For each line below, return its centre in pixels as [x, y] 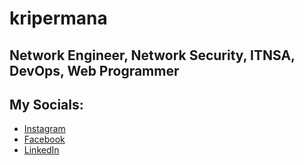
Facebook [44, 139]
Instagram [44, 129]
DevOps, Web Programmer [94, 70]
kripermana [58, 18]
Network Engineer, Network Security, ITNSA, [152, 55]
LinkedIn [41, 150]
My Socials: [46, 104]
